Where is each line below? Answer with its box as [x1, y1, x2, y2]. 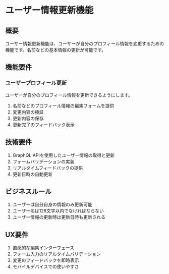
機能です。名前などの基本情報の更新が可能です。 [5, 47, 106, 53]
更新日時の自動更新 [12, 171, 53, 177]
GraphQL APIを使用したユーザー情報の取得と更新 [12, 152, 115, 158]
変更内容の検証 [12, 109, 44, 115]
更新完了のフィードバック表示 [12, 122, 75, 128]
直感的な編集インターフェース [12, 245, 75, 251]
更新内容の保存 [12, 115, 44, 121]
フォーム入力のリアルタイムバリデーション [12, 251, 101, 257]
